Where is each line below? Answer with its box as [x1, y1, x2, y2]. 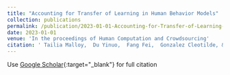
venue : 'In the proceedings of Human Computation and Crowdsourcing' [7, 35, 210, 42]
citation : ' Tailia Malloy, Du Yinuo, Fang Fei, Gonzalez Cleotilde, [7, 42, 219, 48]
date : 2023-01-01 [7, 29, 57, 36]
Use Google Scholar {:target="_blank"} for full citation [7, 61, 157, 68]
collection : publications [7, 16, 81, 23]
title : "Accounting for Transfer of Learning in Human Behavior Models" [7, 10, 219, 17]
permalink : [7, 22, 38, 29]
